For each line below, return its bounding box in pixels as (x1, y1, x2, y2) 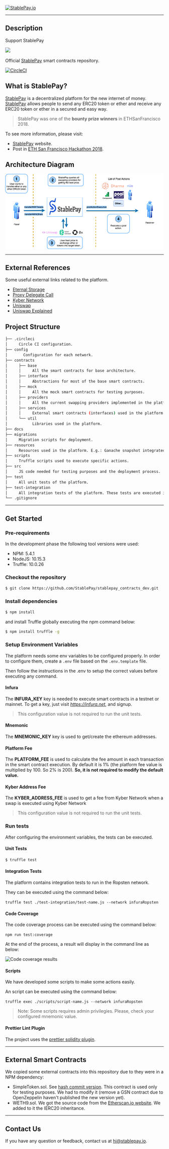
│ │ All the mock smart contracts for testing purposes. (5, 389, 145, 394)
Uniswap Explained (12, 308, 53, 314)
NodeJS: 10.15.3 (12, 556, 46, 562)
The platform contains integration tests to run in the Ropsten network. (5, 879, 149, 885)
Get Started (5, 514, 42, 523)
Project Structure (5, 322, 60, 331)
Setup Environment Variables (5, 641, 78, 648)
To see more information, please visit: (5, 131, 83, 137)
